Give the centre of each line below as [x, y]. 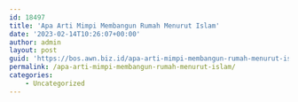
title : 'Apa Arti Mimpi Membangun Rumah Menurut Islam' [114, 26]
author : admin [35, 42]
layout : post [33, 51]
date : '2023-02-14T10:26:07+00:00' [75, 34]
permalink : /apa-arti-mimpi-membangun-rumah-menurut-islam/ [123, 67]
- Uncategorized [55, 83]
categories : [31, 75]
